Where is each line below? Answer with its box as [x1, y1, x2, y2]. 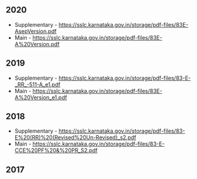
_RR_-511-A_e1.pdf [14, 80, 60, 88]
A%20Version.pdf [14, 40, 60, 47]
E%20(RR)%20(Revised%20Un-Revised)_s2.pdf [14, 134, 137, 141]
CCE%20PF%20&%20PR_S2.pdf [14, 147, 98, 154]
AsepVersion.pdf [14, 27, 57, 35]
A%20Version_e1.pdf [14, 94, 68, 101]
